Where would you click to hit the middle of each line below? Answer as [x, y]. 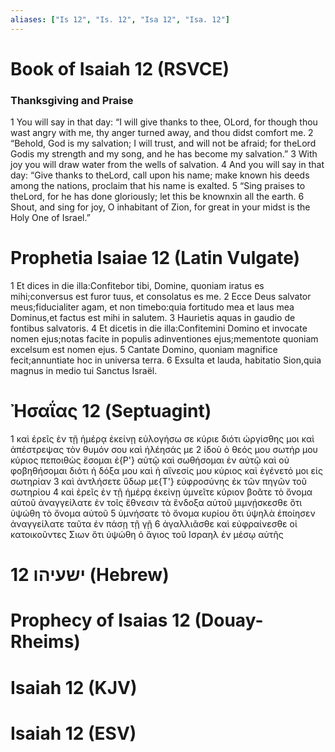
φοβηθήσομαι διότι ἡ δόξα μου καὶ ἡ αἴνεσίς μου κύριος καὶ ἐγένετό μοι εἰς [166, 470]
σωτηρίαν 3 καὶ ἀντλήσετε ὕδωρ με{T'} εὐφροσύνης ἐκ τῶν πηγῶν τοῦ [159, 481]
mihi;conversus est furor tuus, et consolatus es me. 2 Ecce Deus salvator [161, 297]
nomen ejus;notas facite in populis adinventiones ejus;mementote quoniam [164, 339]
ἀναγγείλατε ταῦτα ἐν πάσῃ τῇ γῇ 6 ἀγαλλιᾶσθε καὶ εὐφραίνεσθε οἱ [154, 523]
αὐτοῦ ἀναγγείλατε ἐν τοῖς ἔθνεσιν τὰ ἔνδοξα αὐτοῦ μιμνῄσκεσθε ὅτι [156, 502]
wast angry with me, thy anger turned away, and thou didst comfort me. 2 [162, 133]
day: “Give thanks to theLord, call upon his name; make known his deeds [160, 175]
